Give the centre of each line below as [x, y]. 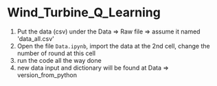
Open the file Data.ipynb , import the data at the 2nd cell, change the [114, 46]
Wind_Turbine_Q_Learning [84, 13]
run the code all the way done [59, 60]
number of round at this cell [56, 53]
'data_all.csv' [36, 38]
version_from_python [47, 75]
